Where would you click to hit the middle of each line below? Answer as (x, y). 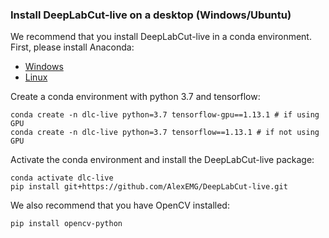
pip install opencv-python (66, 224)
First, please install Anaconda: (72, 47)
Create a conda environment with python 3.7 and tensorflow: (135, 97)
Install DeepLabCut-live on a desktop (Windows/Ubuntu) (151, 15)
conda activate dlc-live (62, 178)
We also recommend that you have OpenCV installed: (120, 205)
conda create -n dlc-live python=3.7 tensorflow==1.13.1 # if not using (165, 133)
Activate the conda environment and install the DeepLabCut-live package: (162, 160)
